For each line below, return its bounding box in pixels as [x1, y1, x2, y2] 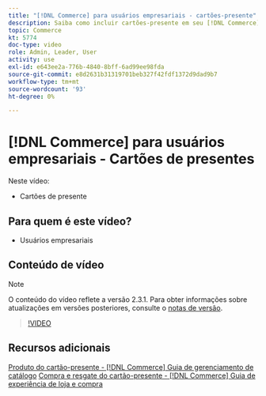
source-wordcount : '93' [8, 85, 87, 93]
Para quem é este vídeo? [8, 214, 132, 228]
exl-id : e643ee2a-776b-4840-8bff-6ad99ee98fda [8, 63, 165, 71]
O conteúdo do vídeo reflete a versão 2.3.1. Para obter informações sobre [8, 294, 248, 304]
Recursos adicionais [8, 341, 111, 355]
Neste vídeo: [8, 176, 50, 186]
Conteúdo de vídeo [8, 258, 104, 272]
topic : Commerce [8, 26, 62, 34]
